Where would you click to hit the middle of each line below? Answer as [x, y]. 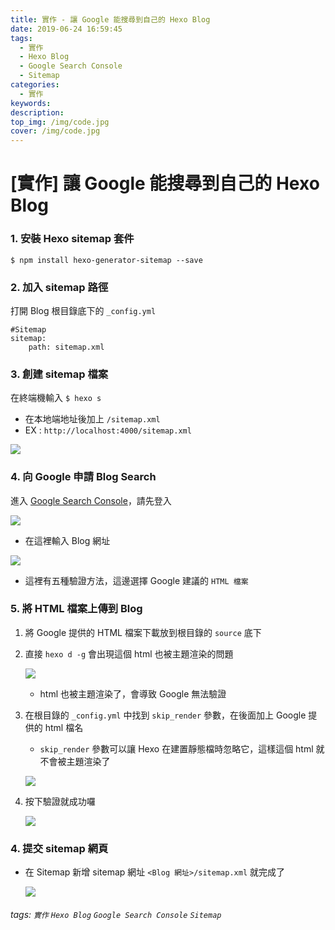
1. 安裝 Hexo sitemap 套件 [72, 239]
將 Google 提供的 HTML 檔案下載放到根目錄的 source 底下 [143, 632]
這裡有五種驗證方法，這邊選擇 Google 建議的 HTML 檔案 [136, 580]
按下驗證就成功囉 [60, 801]
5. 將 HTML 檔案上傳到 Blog [76, 609]
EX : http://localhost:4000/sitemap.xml [108, 430]
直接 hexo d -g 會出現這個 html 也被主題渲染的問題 [129, 653]
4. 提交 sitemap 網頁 [59, 848]
